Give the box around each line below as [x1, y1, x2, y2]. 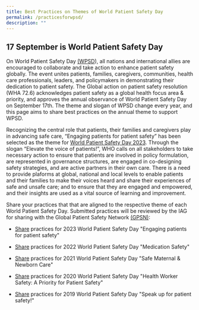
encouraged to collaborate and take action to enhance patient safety [6, 64, 174, 72]
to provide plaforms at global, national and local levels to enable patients [6, 170, 184, 178]
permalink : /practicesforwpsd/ [6, 14, 84, 20]
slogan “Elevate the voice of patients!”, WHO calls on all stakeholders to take [6, 145, 194, 153]
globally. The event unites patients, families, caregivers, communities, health [6, 70, 194, 77]
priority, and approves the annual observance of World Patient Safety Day [6, 96, 187, 103]
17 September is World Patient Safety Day [6, 42, 163, 52]
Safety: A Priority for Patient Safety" [14, 279, 103, 286]
